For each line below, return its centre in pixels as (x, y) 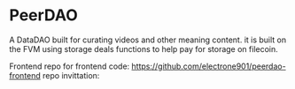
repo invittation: (71, 75)
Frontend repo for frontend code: (70, 66)
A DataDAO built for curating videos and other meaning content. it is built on (148, 40)
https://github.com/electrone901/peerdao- (209, 66)
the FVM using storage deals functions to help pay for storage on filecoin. (144, 48)
